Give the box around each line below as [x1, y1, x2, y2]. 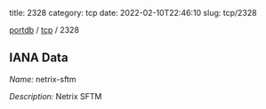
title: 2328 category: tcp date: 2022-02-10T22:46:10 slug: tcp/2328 [9, 8, 257, 18]
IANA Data [9, 51, 69, 66]
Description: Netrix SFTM [9, 90, 102, 101]
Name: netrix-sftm [9, 74, 77, 84]
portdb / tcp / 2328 [9, 25, 80, 35]
